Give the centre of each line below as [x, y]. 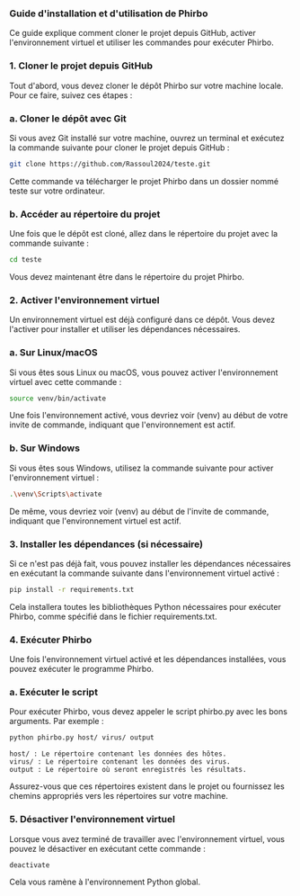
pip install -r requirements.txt [72, 589]
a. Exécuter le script [54, 692]
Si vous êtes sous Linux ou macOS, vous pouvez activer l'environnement [144, 372]
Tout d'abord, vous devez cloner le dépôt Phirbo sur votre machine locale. [146, 85]
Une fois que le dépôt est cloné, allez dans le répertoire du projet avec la [144, 234]
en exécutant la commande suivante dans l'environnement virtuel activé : [145, 573]
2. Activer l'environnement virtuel [84, 300]
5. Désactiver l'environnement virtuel [92, 820]
